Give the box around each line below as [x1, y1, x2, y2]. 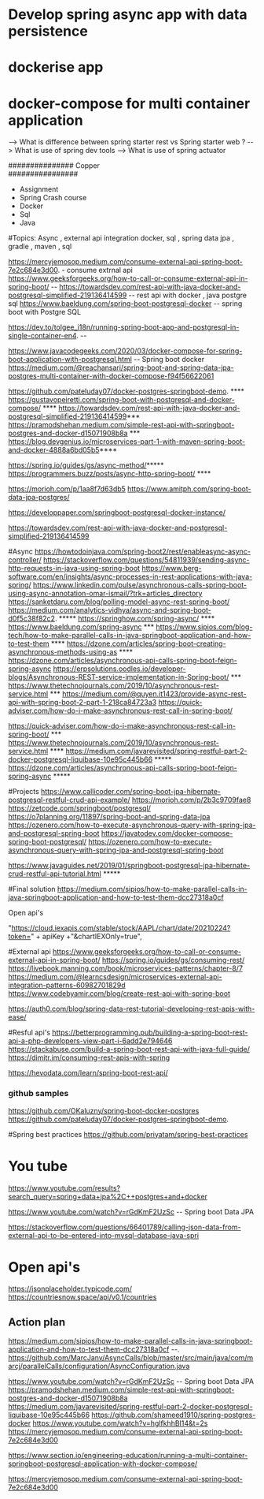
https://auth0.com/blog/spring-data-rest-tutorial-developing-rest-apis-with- [8, 1004, 255, 1014]
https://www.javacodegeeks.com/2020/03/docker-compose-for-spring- [8, 346, 243, 356]
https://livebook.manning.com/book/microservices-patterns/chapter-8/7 [8, 964, 244, 973]
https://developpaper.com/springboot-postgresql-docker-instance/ [8, 508, 226, 517]
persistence [8, 22, 88, 40]
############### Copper [8, 161, 101, 170]
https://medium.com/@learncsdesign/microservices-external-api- [8, 972, 222, 982]
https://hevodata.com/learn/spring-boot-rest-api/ [8, 1068, 169, 1078]
